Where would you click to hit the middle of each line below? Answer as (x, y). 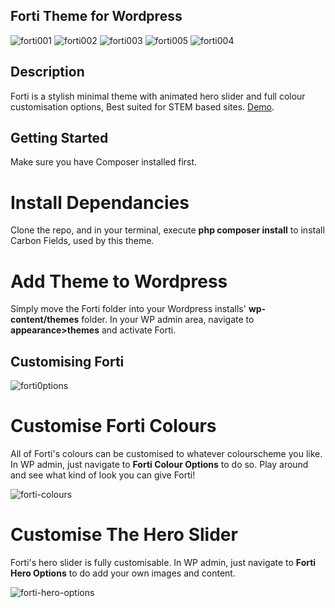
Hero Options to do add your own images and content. (123, 573)
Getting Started (59, 138)
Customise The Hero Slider (124, 535)
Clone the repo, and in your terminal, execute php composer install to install (167, 230)
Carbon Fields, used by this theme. (82, 241)
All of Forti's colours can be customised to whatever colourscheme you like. (166, 454)
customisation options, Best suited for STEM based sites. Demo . (142, 106)
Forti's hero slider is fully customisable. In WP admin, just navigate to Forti (163, 562)
